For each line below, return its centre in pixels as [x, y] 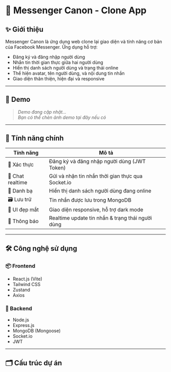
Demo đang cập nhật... [42, 112]
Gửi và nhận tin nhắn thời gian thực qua [96, 176]
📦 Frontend [20, 266]
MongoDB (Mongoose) [37, 331]
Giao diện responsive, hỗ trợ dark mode [96, 209]
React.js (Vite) [27, 279]
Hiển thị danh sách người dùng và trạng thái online [65, 68]
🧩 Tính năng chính [35, 138]
